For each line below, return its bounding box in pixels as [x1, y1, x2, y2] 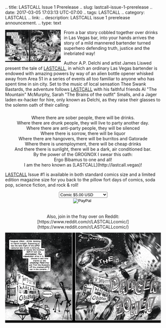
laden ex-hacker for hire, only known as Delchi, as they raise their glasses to [5, 97, 161, 103]
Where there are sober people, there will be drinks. [31, 115, 135, 121]
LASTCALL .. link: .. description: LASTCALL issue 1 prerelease [5, 15, 130, 20]
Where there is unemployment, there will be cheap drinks [24, 141, 142, 147]
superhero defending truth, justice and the [64, 45, 150, 51]
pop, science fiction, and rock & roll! [5, 182, 79, 188]
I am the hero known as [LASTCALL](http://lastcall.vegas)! [24, 162, 142, 167]
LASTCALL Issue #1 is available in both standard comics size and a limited [5, 171, 156, 177]
